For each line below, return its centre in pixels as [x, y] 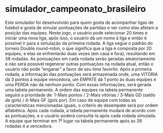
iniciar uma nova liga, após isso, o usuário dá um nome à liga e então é [76, 38]
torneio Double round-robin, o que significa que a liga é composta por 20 [78, 48]
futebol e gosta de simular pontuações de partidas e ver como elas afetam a [81, 27]
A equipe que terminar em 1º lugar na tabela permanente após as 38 [73, 121]
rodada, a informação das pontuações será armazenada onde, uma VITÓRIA [81, 74]
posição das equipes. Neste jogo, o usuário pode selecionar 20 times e [76, 33]
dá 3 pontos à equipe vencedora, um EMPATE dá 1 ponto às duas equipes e [81, 79]
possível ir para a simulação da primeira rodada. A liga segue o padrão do [79, 43]
